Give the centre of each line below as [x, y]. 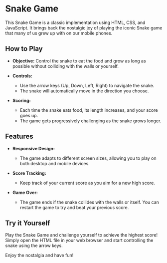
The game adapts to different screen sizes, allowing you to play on [88, 158]
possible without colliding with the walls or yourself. [65, 66]
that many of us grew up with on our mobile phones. [59, 33]
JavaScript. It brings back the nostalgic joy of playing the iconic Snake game [84, 27]
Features [19, 136]
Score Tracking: [29, 173]
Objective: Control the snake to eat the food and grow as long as [79, 61]
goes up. [29, 115]
